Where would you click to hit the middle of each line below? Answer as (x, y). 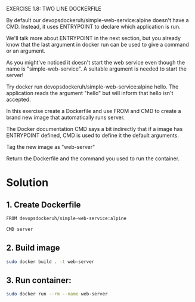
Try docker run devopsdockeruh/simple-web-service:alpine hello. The (92, 87)
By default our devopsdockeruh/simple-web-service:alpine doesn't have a (97, 20)
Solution (27, 183)
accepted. (18, 99)
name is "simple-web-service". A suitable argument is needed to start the (96, 69)
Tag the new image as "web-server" (51, 147)
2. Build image (33, 248)
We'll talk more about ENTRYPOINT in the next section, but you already (93, 38)
